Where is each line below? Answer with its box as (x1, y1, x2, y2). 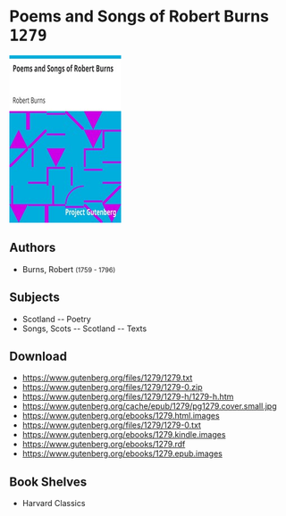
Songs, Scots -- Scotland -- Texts (21, 323, 147, 334)
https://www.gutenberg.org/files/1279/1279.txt (21, 372, 193, 383)
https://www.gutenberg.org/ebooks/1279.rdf (21, 439, 186, 450)
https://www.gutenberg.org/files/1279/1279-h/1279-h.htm (21, 391, 234, 403)
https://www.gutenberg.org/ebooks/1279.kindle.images (21, 429, 226, 440)
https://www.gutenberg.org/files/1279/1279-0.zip (21, 382, 203, 393)
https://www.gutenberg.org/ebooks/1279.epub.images (21, 448, 223, 459)
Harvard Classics (21, 498, 86, 509)
